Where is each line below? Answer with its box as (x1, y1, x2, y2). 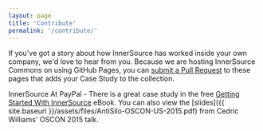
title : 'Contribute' (8, 19, 77, 27)
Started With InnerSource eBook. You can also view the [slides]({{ (8, 97, 225, 108)
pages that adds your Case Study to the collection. (8, 73, 175, 84)
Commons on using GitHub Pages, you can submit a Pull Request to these (8, 65, 251, 75)
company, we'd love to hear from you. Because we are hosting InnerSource (8, 57, 256, 66)
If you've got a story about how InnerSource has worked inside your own (8, 49, 247, 58)
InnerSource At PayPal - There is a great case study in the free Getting (8, 89, 241, 99)
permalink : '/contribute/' (8, 26, 98, 34)
